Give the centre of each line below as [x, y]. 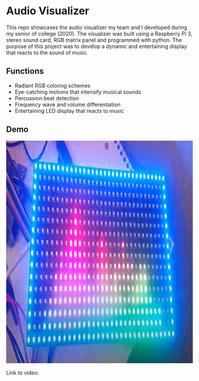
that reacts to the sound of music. [47, 52]
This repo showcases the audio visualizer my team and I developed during [97, 27]
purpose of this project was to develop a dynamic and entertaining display [97, 46]
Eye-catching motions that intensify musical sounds [78, 92]
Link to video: [23, 373]
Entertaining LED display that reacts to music [69, 110]
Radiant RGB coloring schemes [52, 85]
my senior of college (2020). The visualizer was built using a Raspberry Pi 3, [99, 33]
